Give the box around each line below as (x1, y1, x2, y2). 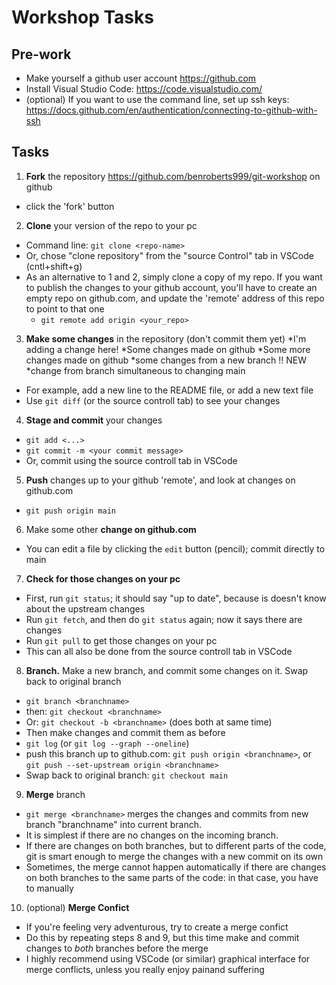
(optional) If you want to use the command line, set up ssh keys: (25, 94, 290, 105)
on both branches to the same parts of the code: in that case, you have (25, 871, 319, 883)
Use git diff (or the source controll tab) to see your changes (25, 394, 281, 406)
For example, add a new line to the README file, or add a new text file (25, 384, 314, 396)
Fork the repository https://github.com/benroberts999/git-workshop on (25, 170, 321, 182)
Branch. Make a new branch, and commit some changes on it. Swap (25, 664, 309, 676)
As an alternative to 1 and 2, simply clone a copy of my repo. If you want (25, 271, 323, 283)
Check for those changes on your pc (25, 572, 181, 585)
